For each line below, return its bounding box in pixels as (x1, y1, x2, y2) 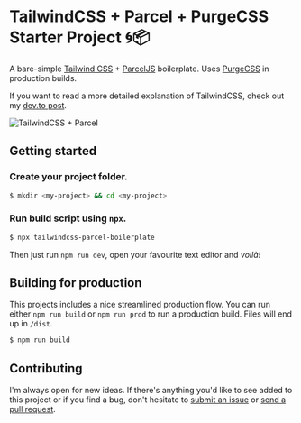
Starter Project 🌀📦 (9, 27, 150, 48)
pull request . (9, 404, 56, 415)
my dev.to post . (9, 99, 68, 110)
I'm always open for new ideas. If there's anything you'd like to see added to (9, 385, 293, 396)
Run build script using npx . (9, 212, 127, 225)
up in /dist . (9, 318, 53, 329)
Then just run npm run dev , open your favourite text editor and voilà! (9, 249, 261, 260)
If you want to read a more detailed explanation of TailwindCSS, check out (9, 90, 285, 101)
